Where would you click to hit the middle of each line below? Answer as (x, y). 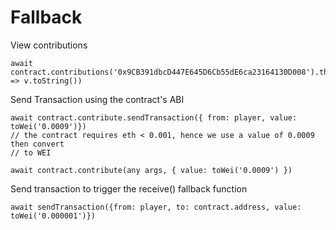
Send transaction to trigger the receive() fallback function (129, 188)
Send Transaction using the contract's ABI (97, 99)
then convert (37, 144)
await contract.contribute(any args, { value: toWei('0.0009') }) (151, 170)
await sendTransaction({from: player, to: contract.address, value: (156, 207)
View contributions (49, 45)
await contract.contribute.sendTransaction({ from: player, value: (154, 117)
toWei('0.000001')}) (53, 216)
